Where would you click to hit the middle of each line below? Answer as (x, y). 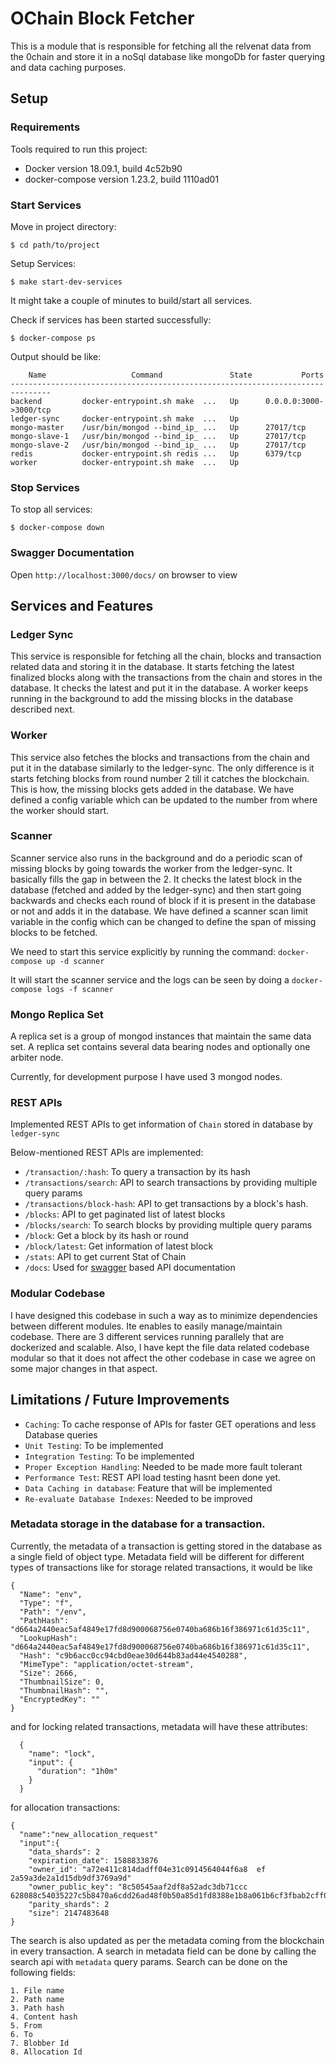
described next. (42, 709)
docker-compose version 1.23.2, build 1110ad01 (122, 179)
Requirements (45, 127)
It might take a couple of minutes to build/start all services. (131, 300)
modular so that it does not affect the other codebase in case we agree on (163, 1358)
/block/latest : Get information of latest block (119, 1246)
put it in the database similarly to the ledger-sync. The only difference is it (162, 768)
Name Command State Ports (176, 375)
